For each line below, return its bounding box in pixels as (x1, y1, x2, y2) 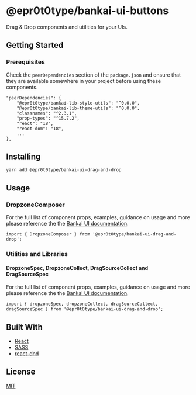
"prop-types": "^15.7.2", (16, 115, 80, 121)
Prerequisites (6, 58, 45, 66)
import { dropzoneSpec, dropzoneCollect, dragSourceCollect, (6, 301, 159, 307)
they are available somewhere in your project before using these (6, 77, 161, 84)
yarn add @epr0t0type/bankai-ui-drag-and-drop (6, 167, 122, 173)
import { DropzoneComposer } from (6, 231, 91, 237)
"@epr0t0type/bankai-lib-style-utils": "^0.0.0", (16, 100, 140, 106)
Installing (6, 152, 41, 162)
